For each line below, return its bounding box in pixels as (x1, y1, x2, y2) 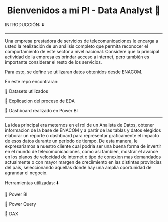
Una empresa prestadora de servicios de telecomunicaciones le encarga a (5, 38, 158, 44)
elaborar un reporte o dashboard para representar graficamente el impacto (5, 132, 159, 138)
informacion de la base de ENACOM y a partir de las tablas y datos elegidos (5, 127, 161, 133)
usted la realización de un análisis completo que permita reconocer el (5, 43, 148, 49)
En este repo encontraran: (5, 78, 59, 84)
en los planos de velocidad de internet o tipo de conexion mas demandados (5, 154, 161, 160)
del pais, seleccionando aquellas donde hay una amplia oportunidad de (5, 164, 152, 170)
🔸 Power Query (5, 201, 36, 207)
